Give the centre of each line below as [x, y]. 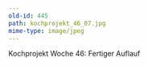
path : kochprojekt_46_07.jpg [57, 23]
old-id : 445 [28, 16]
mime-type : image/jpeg [46, 31]
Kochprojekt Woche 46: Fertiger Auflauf [74, 54]
